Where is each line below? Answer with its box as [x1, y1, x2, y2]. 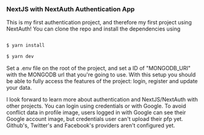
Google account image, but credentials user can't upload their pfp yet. [6, 115, 183, 123]
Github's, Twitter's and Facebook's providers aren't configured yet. [6, 122, 175, 130]
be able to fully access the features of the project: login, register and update [6, 78, 198, 85]
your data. [6, 84, 32, 92]
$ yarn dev [6, 54, 34, 60]
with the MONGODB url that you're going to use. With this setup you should [6, 71, 196, 78]
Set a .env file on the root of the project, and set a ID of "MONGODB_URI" [6, 65, 191, 72]
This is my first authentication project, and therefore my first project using [6, 19, 192, 26]
